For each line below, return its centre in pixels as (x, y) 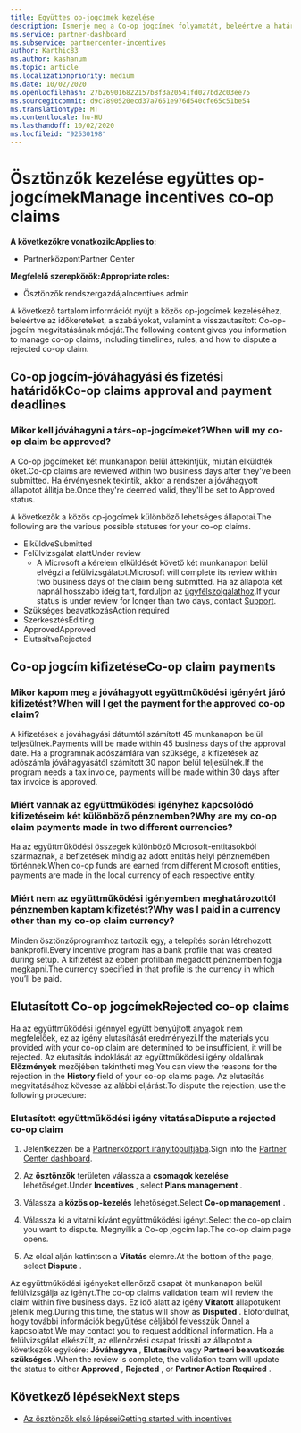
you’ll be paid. (36, 978)
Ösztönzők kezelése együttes (122, 179)
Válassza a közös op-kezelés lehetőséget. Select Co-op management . (154, 1202)
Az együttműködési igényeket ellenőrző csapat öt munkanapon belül (136, 1283)
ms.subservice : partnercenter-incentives (88, 43)
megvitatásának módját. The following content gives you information (161, 330)
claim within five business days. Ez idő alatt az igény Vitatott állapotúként (146, 1302)
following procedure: (48, 1094)
